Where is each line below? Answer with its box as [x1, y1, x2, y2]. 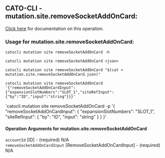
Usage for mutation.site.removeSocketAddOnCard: [5, 38, 134, 45]
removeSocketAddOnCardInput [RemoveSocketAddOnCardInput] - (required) [5, 142, 160, 148]
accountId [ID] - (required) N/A [5, 137, 69, 143]
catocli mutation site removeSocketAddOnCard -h [5, 50, 110, 55]
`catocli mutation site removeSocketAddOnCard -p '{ [5, 103, 115, 109]
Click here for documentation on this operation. [5, 25, 104, 31]
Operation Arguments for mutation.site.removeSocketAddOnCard [5, 125, 147, 132]
